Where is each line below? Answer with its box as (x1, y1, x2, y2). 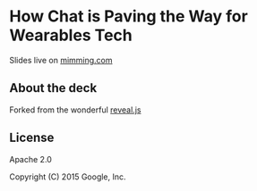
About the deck (9, 80, 98, 95)
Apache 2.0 (9, 154, 52, 164)
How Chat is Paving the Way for (9, 6, 248, 27)
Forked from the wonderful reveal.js (9, 104, 141, 115)
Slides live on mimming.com (9, 54, 114, 65)
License (9, 130, 55, 145)
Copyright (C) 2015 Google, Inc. (9, 171, 127, 182)
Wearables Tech (9, 25, 133, 46)
